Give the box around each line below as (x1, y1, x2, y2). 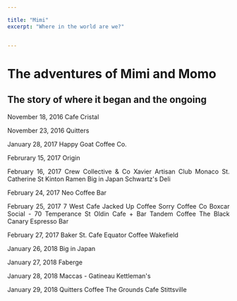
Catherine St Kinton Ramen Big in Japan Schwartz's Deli (7, 174, 171, 183)
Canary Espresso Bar (7, 216, 69, 226)
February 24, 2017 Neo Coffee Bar (7, 188, 107, 197)
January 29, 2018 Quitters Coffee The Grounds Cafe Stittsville (7, 285, 187, 293)
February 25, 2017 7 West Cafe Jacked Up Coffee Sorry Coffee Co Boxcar (7, 202, 230, 210)
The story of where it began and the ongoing (7, 94, 207, 106)
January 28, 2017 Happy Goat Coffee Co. (7, 140, 127, 148)
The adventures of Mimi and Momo (7, 66, 217, 82)
